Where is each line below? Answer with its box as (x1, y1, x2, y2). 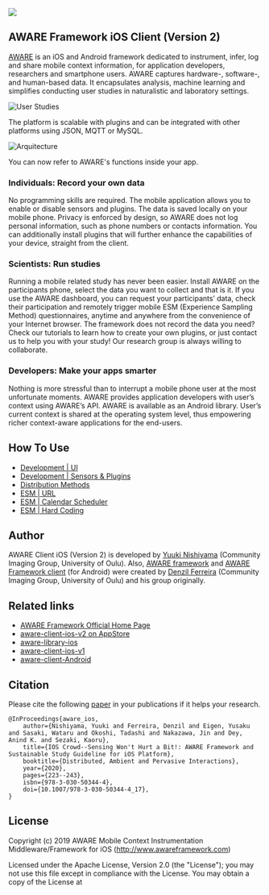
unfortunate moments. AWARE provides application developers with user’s (8, 392, 255, 402)
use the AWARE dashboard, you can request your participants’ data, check (8, 294, 256, 304)
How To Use (8, 441, 70, 455)
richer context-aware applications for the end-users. (8, 417, 183, 427)
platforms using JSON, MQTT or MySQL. (8, 126, 143, 135)
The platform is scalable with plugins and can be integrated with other (8, 117, 241, 126)
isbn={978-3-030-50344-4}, (23, 778, 114, 786)
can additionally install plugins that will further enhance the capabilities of (8, 230, 253, 239)
